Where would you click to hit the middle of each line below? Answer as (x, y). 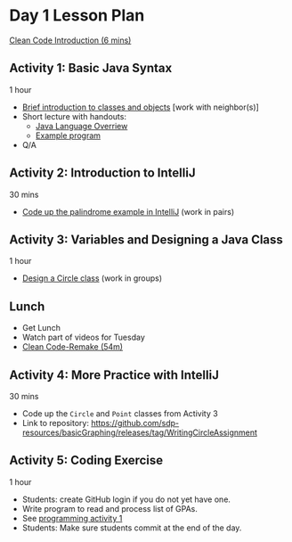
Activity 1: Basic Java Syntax (91, 68)
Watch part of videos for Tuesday (83, 337)
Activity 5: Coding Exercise (86, 460)
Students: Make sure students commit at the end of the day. (132, 528)
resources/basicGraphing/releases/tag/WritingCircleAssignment (140, 432)
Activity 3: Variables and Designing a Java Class (146, 239)
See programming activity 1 (72, 518)
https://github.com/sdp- (135, 423)
